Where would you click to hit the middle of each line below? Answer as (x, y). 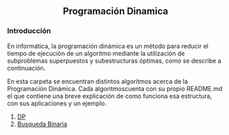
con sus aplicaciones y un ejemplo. (57, 103)
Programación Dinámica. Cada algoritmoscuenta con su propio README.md (115, 88)
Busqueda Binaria (42, 124)
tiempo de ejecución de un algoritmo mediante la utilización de (96, 53)
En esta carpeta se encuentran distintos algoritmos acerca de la (98, 81)
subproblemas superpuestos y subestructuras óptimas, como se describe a (114, 61)
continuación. (26, 67)
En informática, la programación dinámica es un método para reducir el (108, 46)
